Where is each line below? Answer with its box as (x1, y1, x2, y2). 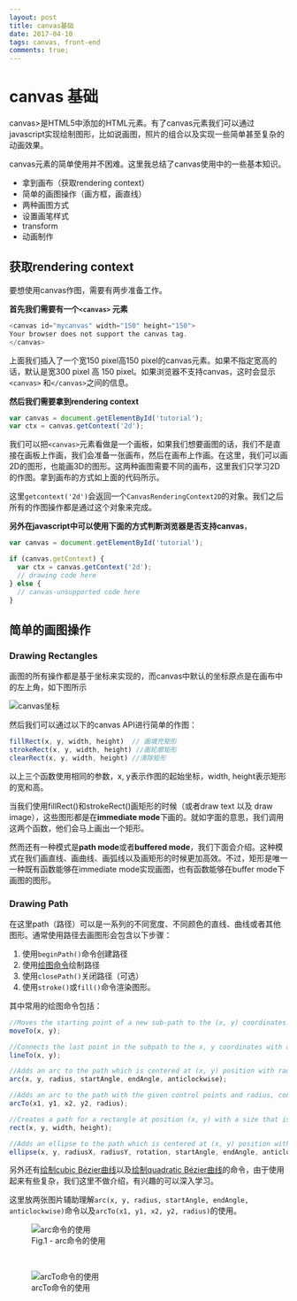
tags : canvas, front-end (9, 37, 101, 47)
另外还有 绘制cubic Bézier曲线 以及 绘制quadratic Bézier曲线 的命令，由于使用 (9, 1165, 285, 1175)
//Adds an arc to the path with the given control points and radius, (9, 1091, 275, 1100)
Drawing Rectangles (9, 649, 98, 662)
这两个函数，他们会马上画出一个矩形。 (9, 823, 148, 833)
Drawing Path (9, 897, 69, 910)
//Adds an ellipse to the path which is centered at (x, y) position (9, 1139, 271, 1148)
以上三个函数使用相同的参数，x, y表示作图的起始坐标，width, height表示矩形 (9, 771, 287, 781)
